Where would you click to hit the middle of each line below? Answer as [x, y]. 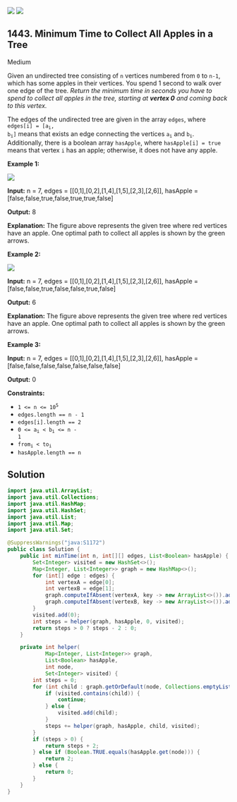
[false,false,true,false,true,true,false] [61, 198]
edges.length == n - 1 [51, 415]
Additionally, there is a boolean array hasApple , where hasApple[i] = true [114, 142]
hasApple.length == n [49, 453]
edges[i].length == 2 [49, 422]
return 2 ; [59, 759]
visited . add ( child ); [88, 713]
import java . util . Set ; [41, 530]
